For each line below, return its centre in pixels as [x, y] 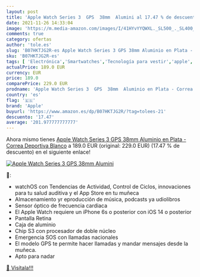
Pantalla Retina [33, 219]
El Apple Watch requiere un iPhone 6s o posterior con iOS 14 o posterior [103, 212]
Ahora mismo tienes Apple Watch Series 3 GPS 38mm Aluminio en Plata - [96, 139]
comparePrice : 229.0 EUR [37, 84]
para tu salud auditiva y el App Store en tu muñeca [77, 193]
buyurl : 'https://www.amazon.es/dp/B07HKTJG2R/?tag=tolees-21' [86, 111]
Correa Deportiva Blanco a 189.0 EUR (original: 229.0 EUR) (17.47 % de [93, 146]
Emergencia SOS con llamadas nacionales [66, 237]
